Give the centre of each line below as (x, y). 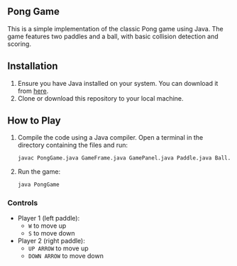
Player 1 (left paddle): (49, 218)
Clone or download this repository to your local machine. (100, 98)
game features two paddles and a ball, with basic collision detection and (113, 36)
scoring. (20, 44)
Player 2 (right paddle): (51, 241)
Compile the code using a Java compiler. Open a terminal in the (110, 138)
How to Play (34, 121)
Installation (33, 66)
